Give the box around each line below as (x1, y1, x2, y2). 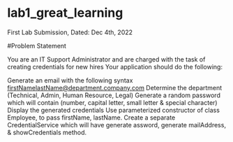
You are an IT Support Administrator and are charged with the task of (7, 55, 206, 64)
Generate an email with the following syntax (7, 76, 133, 85)
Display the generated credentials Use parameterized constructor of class (7, 106, 220, 114)
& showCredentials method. (7, 128, 87, 136)
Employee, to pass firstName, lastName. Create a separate (7, 113, 176, 122)
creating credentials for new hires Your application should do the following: (7, 62, 223, 71)
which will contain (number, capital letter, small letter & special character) (7, 98, 218, 106)
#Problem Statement (7, 41, 66, 50)
